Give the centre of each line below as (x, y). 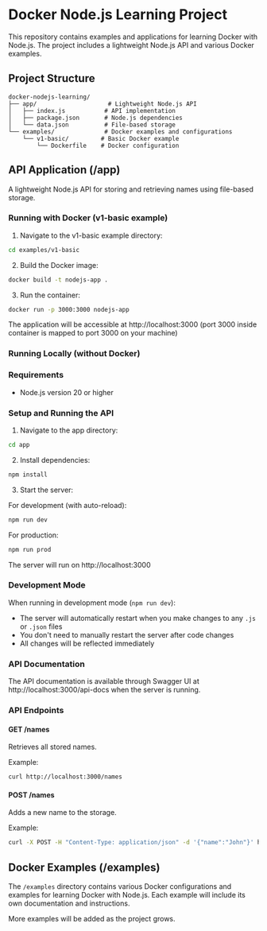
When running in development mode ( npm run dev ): (92, 603)
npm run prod (30, 549)
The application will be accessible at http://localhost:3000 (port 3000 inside (133, 324)
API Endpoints (36, 711)
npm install (28, 475)
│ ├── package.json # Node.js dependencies (95, 118)
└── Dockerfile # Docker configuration (108, 145)
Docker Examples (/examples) (84, 867)
